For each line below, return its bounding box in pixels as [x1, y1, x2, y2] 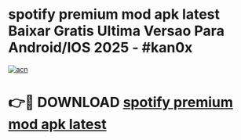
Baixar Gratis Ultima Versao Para [8, 22, 225, 40]
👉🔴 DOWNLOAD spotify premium [8, 94, 234, 111]
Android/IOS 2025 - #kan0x [8, 39, 193, 56]
